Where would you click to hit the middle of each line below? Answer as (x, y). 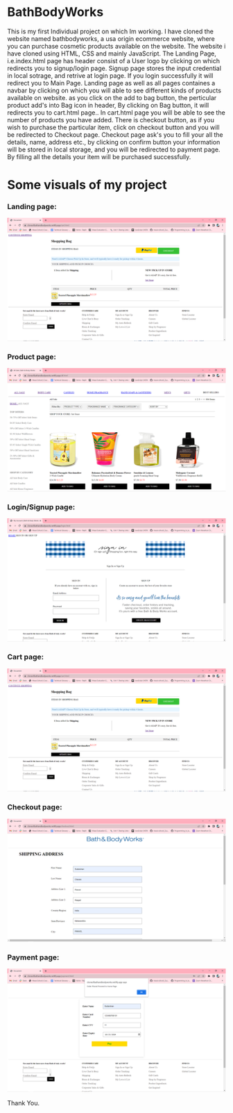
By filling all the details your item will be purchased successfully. (99, 156)
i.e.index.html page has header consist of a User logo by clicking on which (114, 60)
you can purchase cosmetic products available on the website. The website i (116, 46)
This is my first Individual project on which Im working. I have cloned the (110, 31)
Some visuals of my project (87, 185)
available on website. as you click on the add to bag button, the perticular (112, 97)
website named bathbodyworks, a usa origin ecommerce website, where (111, 38)
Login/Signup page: (41, 506)
